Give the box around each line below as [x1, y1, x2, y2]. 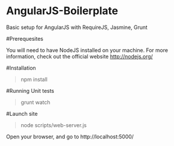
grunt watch [20, 99, 50, 106]
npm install [20, 76, 48, 83]
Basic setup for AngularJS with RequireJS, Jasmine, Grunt [6, 24, 148, 31]
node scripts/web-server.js [20, 121, 87, 128]
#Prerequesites [6, 35, 43, 42]
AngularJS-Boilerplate [6, 4, 118, 18]
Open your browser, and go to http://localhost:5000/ [6, 133, 134, 140]
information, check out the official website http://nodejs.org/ [6, 53, 153, 60]
